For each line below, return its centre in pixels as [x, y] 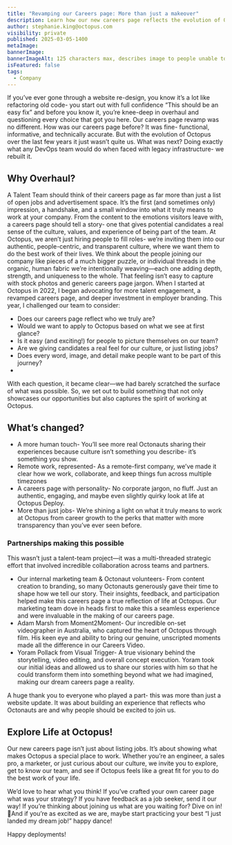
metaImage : [23, 46]
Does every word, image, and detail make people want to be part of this [119, 356]
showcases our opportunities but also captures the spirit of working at [107, 398]
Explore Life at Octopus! [60, 732]
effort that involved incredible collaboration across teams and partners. [108, 566]
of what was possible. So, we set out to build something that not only [105, 391]
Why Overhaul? [41, 178]
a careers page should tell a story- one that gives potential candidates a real [115, 224]
